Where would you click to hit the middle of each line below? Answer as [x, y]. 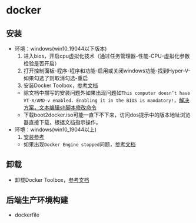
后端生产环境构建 [37, 200]
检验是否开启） [41, 63]
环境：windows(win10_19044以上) [56, 129]
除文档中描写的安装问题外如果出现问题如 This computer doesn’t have [107, 93]
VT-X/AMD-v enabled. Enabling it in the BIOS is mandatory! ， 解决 [106, 100]
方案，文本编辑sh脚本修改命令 [60, 107]
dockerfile [27, 215]
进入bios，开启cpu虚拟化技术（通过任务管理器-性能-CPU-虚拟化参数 [107, 56]
